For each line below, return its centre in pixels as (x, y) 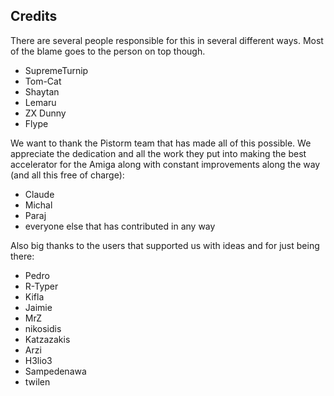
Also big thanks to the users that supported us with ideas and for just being (165, 245)
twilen (37, 381)
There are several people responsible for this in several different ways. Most (167, 40)
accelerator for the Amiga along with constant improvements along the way (165, 164)
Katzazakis (47, 339)
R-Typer (41, 286)
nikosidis (43, 328)
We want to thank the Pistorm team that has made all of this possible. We (161, 143)
